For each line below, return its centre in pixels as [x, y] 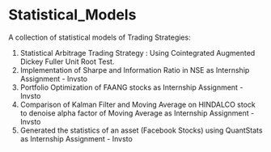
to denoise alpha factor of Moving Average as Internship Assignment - [137, 113]
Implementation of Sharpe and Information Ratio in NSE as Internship [135, 70]
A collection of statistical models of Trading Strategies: [100, 37]
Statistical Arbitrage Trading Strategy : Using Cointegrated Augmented [138, 53]
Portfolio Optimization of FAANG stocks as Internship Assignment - [131, 87]
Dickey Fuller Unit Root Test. [67, 61]
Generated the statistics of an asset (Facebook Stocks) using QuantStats [141, 130]
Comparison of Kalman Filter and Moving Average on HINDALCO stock [138, 104]
